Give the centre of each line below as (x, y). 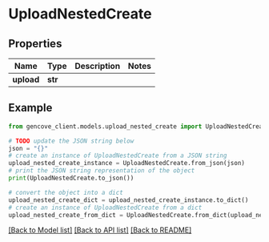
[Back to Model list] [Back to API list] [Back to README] (100, 230)
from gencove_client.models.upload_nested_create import (105, 126)
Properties (35, 44)
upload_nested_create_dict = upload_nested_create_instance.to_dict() (128, 200)
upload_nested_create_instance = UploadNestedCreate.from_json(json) (127, 163)
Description (98, 66)
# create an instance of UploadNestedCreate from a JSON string (118, 156)
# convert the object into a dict (66, 192)
